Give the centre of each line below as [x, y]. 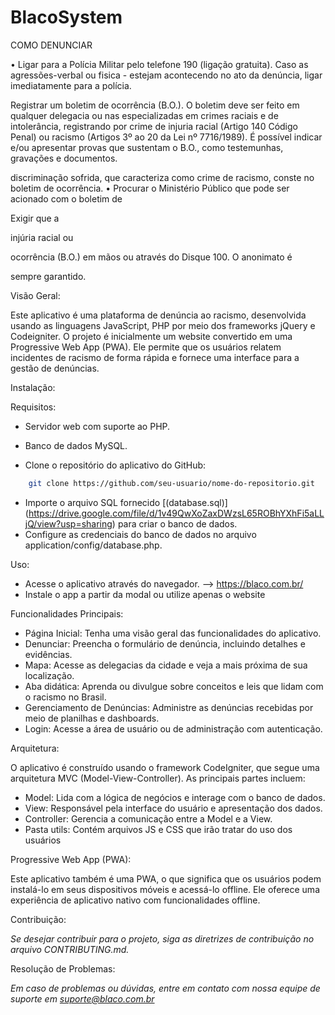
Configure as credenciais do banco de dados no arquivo [140, 534]
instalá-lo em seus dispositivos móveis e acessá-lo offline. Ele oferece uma [165, 889]
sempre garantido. [48, 276]
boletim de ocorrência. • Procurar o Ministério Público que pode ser [150, 188]
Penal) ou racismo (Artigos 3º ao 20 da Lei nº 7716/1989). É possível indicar [166, 137]
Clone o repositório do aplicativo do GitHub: [115, 465]
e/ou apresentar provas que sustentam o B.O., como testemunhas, [147, 147]
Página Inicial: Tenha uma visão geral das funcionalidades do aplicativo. [173, 633]
